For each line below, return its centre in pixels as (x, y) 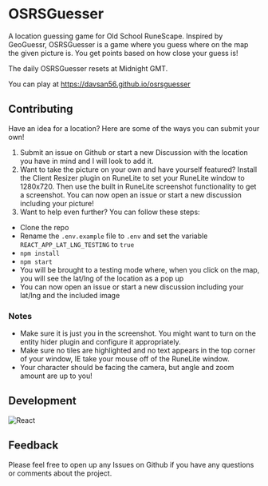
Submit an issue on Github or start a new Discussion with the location (134, 152)
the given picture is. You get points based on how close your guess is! (123, 53)
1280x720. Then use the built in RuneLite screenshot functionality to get (138, 186)
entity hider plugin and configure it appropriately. (100, 342)
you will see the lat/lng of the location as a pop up (102, 278)
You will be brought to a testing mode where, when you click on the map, (140, 269)
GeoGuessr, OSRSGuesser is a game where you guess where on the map (128, 44)
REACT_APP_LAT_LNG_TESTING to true (77, 244)
